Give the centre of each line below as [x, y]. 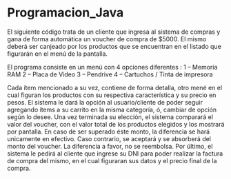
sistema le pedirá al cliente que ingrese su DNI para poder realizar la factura [115, 154]
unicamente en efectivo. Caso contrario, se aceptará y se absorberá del [109, 138]
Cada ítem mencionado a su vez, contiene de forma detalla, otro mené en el [115, 87]
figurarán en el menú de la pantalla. [58, 54]
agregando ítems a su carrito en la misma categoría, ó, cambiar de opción [112, 109]
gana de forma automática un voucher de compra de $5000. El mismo [107, 39]
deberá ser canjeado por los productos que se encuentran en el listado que [114, 46]
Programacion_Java [66, 13]
